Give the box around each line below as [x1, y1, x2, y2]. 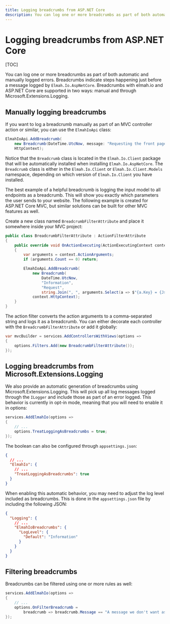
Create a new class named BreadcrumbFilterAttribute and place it [5, 218, 144, 224]
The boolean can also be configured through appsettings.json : [5, 443, 138, 449]
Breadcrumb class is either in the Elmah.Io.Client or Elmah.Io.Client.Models [5, 166, 163, 172]
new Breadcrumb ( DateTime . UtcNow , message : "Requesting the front [14, 141, 155, 146]
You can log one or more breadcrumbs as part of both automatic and [5, 72, 149, 78]
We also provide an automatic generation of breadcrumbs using [5, 383, 138, 389]
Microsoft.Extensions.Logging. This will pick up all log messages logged [5, 389, 156, 395]
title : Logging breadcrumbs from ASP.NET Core [5, 7, 105, 13]
